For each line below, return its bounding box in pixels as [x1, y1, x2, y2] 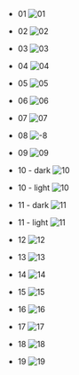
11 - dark [17, 200, 50, 210]
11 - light [17, 217, 49, 228]
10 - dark [17, 165, 51, 175]
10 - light [17, 182, 51, 193]
